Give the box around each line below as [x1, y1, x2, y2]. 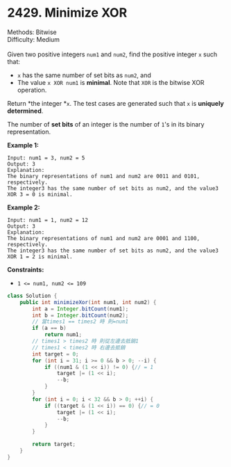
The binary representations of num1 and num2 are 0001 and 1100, [7, 235, 200, 242]
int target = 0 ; [32, 350, 79, 358]
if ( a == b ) [32, 325, 67, 332]
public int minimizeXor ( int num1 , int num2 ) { [19, 299, 157, 306]
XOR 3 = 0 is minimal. [7, 191, 73, 198]
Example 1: [7, 141, 40, 149]
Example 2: [7, 203, 40, 212]
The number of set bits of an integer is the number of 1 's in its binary [7, 120, 205, 128]
